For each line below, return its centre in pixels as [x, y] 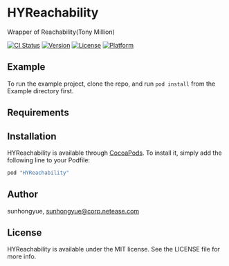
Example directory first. [40, 91]
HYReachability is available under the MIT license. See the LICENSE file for [113, 249]
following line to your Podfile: [49, 160]
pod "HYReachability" [38, 173]
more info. [22, 256]
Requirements [38, 113]
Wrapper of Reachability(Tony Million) [61, 32]
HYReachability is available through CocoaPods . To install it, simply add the [115, 153]
